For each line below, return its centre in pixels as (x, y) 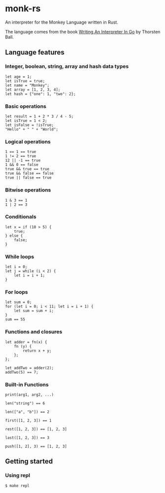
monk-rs (23, 9)
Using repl (18, 475)
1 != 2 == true (21, 156)
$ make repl (17, 486)
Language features (35, 52)
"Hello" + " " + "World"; (32, 129)
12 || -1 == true (23, 160)
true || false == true (28, 178)
